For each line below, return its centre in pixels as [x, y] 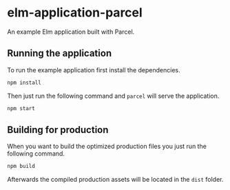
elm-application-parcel [75, 13]
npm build [21, 167]
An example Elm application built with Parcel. [71, 32]
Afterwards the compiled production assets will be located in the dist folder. [115, 180]
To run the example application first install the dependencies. [94, 70]
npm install [24, 83]
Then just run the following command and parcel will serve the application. [113, 96]
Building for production [58, 130]
